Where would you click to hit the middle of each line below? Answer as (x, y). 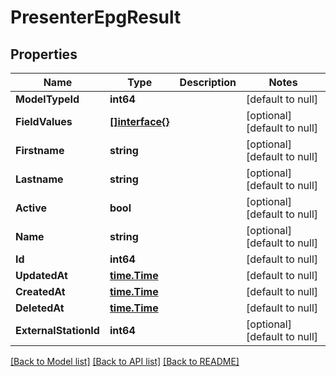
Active (31, 208)
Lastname (39, 179)
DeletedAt (40, 308)
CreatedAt (40, 291)
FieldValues (44, 121)
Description (208, 82)
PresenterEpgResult (96, 17)
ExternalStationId (57, 330)
